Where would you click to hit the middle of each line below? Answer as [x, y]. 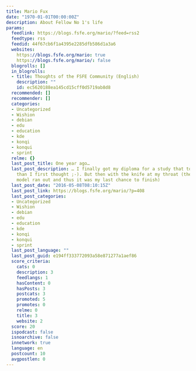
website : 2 [30, 321]
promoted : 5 [31, 299]
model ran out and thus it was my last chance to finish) [88, 180]
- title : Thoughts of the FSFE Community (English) [76, 77]
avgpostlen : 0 [28, 359]
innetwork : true [31, 343]
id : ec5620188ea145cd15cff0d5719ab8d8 [64, 88]
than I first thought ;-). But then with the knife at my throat [98, 175]
